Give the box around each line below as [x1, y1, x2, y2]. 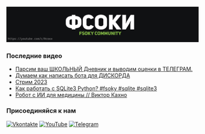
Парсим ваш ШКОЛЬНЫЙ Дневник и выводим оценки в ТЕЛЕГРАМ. [15, 65, 193, 73]
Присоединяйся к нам [6, 107, 76, 115]
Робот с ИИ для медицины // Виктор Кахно [15, 91, 128, 99]
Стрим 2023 [15, 79, 48, 86]
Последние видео [6, 51, 63, 60]
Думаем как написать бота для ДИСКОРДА [15, 72, 131, 79]
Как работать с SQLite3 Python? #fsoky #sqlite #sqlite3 [15, 85, 157, 92]
